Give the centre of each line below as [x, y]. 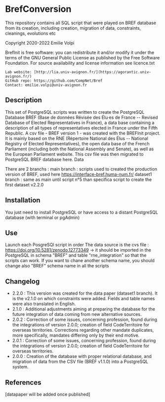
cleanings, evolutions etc [30, 33]
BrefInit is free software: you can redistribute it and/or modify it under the [80, 52]
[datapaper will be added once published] [48, 394]
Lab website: [19, 72]
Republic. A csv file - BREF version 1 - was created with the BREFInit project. [83, 133]
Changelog [22, 281]
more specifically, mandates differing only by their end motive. [76, 335]
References [23, 382]
